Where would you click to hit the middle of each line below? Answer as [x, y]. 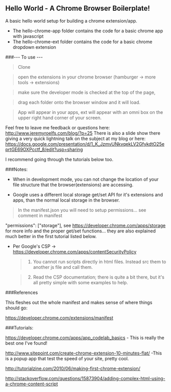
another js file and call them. [63, 267]
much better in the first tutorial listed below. [51, 236]
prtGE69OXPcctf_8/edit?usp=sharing [44, 149]
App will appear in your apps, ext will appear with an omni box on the [90, 112]
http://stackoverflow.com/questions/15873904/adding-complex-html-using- [85, 378]
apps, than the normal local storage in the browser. [66, 200]
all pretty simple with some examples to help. [81, 282]
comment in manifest [40, 215]
